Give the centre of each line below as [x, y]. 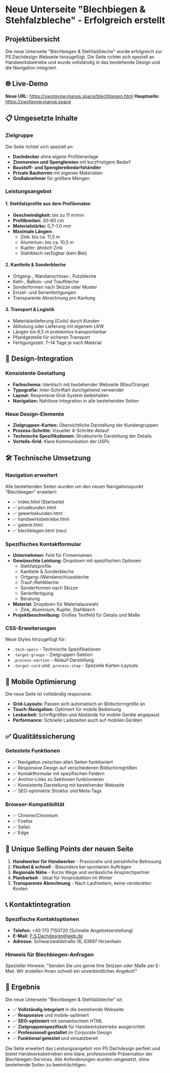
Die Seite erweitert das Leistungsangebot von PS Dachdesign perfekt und [83, 1048]
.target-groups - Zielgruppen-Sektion [53, 655]
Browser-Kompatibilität [35, 804]
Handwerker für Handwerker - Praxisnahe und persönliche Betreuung [87, 861]
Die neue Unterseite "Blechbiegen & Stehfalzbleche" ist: [64, 999]
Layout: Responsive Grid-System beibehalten [60, 395]
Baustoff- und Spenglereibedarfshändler [57, 167]
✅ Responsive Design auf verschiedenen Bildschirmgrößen [75, 768]
